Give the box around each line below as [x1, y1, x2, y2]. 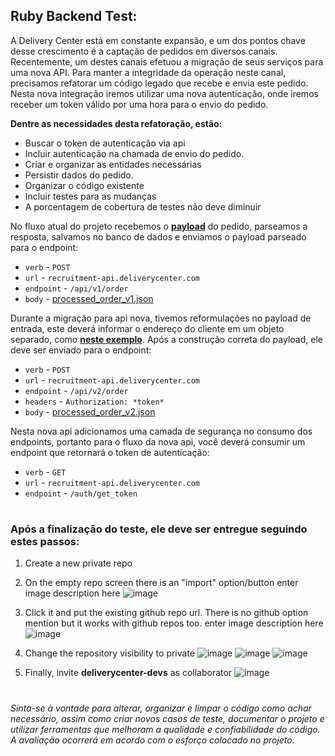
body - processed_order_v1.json [24, 292, 154, 304]
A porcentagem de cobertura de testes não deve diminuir [24, 200, 262, 213]
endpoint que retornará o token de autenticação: [10, 446, 210, 458]
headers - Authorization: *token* [24, 395, 165, 407]
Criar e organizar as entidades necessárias [24, 158, 202, 170]
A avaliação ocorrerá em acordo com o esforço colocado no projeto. [10, 734, 295, 746]
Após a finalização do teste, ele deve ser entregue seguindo [10, 522, 308, 536]
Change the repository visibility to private [24, 647, 196, 659]
